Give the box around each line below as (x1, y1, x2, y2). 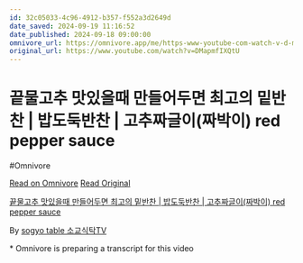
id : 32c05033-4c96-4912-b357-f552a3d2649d (9, 13, 171, 23)
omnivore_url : (9, 38, 63, 48)
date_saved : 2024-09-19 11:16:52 (9, 22, 135, 31)
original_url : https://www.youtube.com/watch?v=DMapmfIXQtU (9, 47, 241, 56)
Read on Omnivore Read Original (9, 177, 131, 189)
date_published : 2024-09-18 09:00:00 (9, 30, 151, 39)
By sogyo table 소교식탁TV (9, 225, 107, 236)
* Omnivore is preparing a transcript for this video (9, 243, 194, 254)
